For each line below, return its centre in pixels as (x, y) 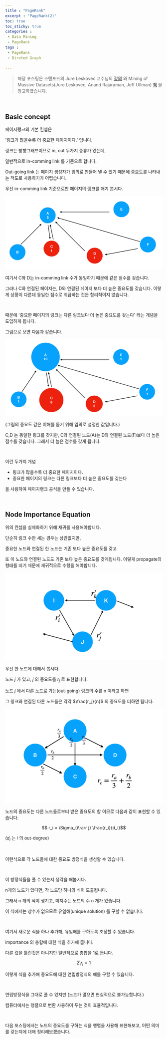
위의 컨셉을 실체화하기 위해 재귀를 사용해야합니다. (53, 527)
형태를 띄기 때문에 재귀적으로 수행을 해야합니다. (51, 565)
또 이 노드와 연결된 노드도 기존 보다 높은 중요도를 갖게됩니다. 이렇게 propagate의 (83, 559)
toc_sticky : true (23, 26)
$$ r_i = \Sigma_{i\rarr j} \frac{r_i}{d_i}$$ (84, 828)
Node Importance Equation (48, 515)
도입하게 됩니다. (21, 321)
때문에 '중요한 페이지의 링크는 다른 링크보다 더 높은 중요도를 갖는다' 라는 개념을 (82, 315)
